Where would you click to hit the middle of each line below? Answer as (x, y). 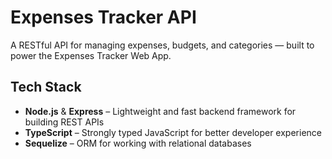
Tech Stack (46, 87)
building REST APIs (64, 122)
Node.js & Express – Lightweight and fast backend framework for (160, 111)
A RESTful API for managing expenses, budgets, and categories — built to (162, 45)
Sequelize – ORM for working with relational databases (138, 143)
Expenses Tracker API (103, 17)
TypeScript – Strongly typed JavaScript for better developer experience (173, 132)
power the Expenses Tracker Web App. (91, 55)
